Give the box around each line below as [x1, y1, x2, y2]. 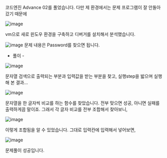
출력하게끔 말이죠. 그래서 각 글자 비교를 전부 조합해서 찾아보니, [5, 107, 128, 112]
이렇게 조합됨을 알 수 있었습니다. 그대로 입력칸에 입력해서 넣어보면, [5, 127, 136, 133]
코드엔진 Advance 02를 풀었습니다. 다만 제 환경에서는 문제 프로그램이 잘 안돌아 [5, 5, 161, 10]
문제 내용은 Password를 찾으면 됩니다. [24, 42, 100, 48]
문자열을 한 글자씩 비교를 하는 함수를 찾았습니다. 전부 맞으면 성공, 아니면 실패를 [5, 100, 160, 106]
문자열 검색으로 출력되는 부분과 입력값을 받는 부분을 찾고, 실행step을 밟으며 [5, 73, 153, 79]
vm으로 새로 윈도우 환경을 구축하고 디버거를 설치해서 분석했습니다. [5, 31, 136, 37]
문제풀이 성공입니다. [5, 147, 44, 153]
